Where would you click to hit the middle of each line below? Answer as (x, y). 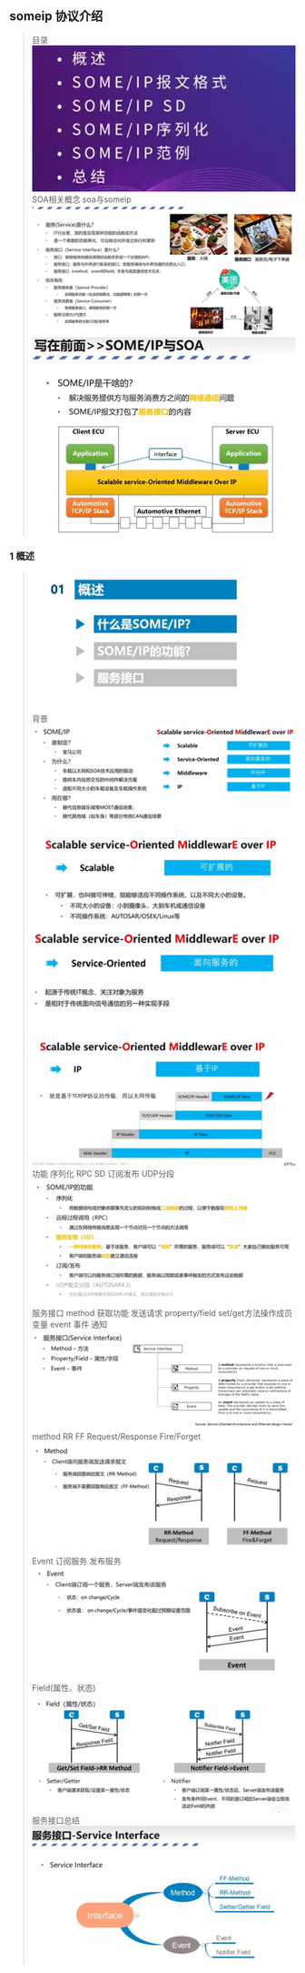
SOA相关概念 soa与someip (81, 199)
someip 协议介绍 (56, 16)
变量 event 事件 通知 (69, 1325)
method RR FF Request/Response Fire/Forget (116, 1437)
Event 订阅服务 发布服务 (76, 1561)
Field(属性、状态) (64, 1688)
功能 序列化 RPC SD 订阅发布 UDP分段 (103, 1174)
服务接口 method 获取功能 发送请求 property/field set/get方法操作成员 (162, 1313)
